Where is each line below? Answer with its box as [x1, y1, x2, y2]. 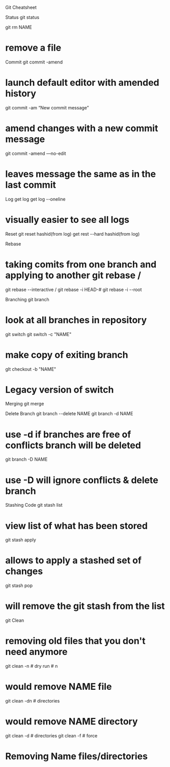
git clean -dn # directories [5, 698, 60, 704]
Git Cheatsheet [5, 5, 37, 10]
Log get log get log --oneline [5, 196, 66, 202]
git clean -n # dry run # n [5, 663, 58, 669]
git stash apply [5, 537, 37, 543]
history [5, 88, 37, 99]
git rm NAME [5, 24, 32, 30]
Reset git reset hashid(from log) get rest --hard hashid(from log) [5, 231, 140, 237]
